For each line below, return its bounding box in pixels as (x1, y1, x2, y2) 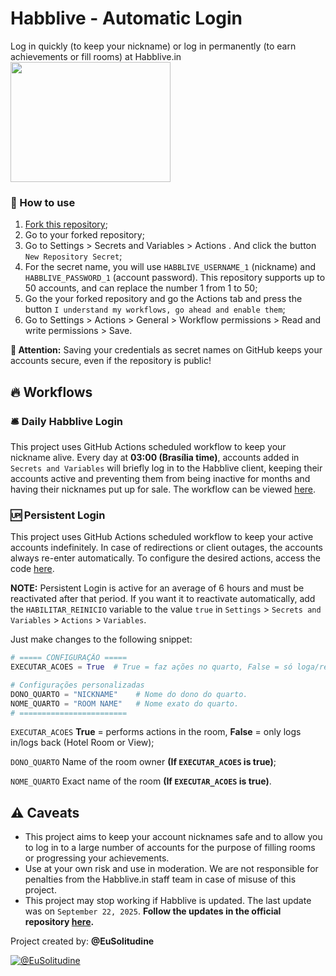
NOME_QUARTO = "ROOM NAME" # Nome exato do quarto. (10, 698, 240, 709)
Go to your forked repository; (24, 229, 145, 241)
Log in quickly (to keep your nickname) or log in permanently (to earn (10, 40, 297, 52)
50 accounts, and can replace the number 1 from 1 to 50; (24, 282, 258, 294)
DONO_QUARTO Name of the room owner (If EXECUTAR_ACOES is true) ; (10, 756, 277, 768)
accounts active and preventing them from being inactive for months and (10, 472, 311, 484)
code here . (10, 563, 55, 575)
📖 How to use (10, 195, 76, 209)
